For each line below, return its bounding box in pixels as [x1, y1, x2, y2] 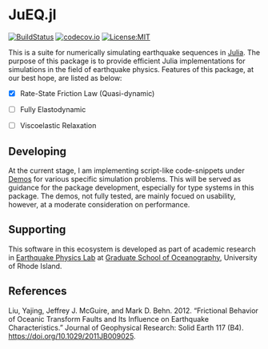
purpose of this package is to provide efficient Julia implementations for [8, 56, 246, 66]
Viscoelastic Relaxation [19, 121, 97, 130]
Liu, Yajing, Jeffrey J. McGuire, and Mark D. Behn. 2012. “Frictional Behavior [8, 306, 258, 315]
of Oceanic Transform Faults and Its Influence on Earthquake [8, 314, 210, 323]
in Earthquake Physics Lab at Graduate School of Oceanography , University [8, 252, 258, 262]
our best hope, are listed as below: [8, 73, 122, 82]
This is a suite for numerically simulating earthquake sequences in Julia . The [8, 47, 261, 57]
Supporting [8, 223, 66, 237]
